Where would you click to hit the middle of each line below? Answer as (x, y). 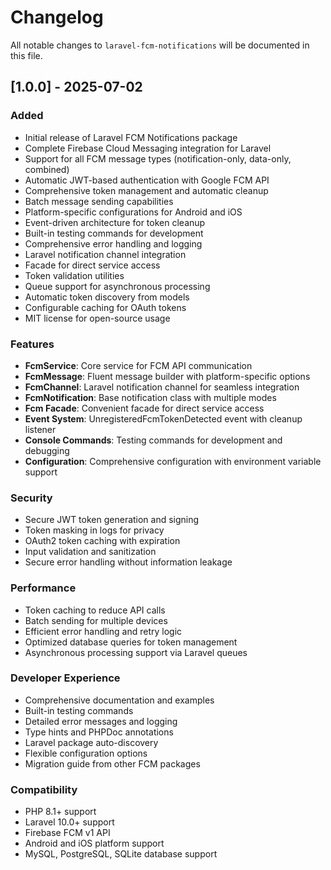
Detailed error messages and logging (101, 721)
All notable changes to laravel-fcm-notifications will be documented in (160, 45)
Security (31, 498)
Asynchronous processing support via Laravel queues (136, 652)
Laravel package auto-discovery (91, 742)
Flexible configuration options (86, 753)
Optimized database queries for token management (131, 642)
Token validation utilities (74, 275)
